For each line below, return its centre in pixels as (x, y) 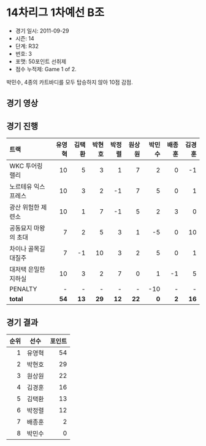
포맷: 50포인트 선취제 (40, 61)
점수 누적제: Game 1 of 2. (46, 69)
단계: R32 (27, 46)
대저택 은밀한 (27, 269)
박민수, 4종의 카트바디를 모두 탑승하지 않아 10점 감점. (70, 82)
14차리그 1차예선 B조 (55, 13)
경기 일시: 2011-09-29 (42, 31)
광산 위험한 (25, 207)
